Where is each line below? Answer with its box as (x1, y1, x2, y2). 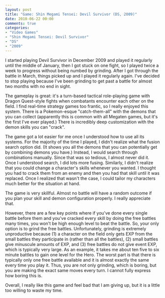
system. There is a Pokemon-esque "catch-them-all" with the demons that (5, 108, 156, 114)
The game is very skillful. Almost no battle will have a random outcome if (5, 190, 152, 196)
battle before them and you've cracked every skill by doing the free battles (5, 215, 156, 221)
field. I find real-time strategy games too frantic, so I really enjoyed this (5, 103, 149, 109)
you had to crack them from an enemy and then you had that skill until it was (5, 170, 160, 176)
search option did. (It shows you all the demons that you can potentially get (5, 144, 158, 150)
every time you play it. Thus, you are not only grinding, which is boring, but (5, 262, 157, 268)
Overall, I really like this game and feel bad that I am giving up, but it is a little (5, 282, 160, 288)
